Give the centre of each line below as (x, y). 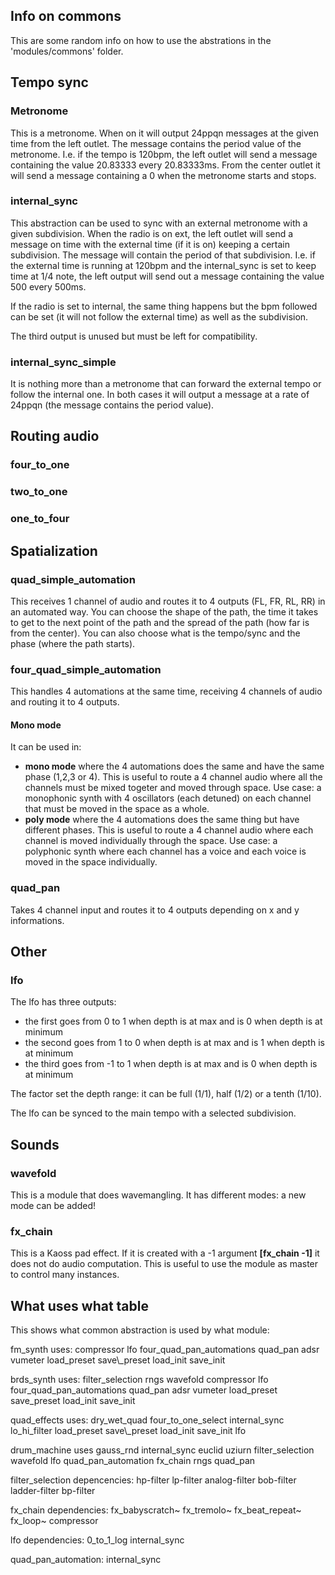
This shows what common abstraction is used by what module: (140, 1330)
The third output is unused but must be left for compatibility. (134, 336)
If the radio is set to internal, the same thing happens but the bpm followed (164, 306)
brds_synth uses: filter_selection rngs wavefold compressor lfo (139, 1380)
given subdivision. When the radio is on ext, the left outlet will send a (152, 233)
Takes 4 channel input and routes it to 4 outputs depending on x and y (155, 910)
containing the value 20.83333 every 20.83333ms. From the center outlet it (165, 165)
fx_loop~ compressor (54, 1521)
